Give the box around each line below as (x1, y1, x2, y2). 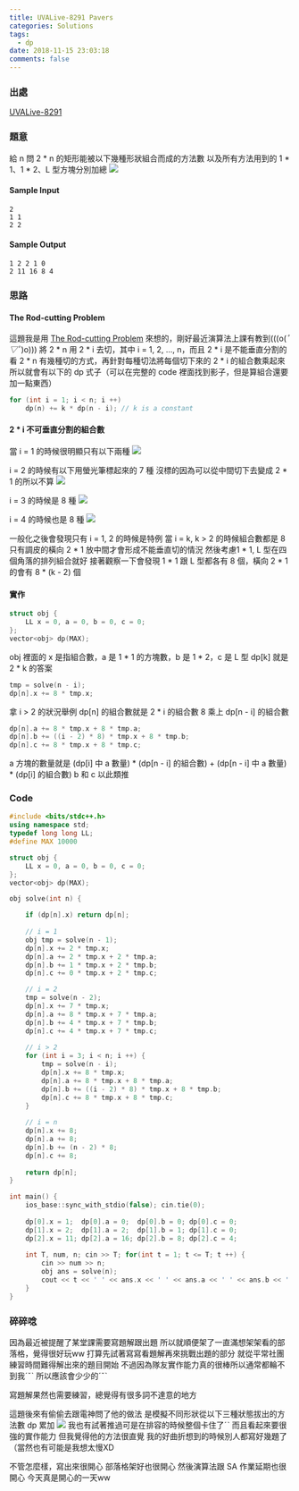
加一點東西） (9, 377, 56, 389)
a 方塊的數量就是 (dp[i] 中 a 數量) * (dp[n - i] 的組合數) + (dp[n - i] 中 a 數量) (9, 758, 287, 769)
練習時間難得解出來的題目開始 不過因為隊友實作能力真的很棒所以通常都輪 (9, 1360, 278, 1369)
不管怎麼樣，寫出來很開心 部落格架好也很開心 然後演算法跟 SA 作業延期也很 (9, 1461, 287, 1471)
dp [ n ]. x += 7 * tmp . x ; (25, 1002, 110, 1011)
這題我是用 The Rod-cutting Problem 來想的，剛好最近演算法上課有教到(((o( (9, 333, 287, 344)
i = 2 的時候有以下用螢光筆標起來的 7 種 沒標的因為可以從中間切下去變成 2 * (9, 465, 288, 476)
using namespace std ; (9, 820, 90, 830)
